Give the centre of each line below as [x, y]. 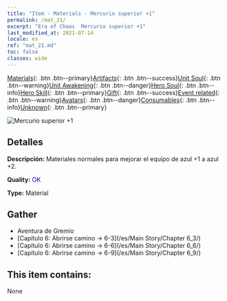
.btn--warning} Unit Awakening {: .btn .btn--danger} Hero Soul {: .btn [102, 85]
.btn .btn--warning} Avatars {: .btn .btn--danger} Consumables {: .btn [102, 100]
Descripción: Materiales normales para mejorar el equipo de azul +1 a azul [113, 158]
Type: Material [28, 193]
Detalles [25, 142]
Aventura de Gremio [45, 231]
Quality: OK [24, 179]
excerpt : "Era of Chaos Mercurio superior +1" [77, 26]
